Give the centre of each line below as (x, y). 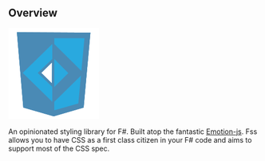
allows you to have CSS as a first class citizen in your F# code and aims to (130, 139)
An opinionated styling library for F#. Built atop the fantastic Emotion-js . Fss (133, 132)
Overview (33, 13)
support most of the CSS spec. (59, 148)
